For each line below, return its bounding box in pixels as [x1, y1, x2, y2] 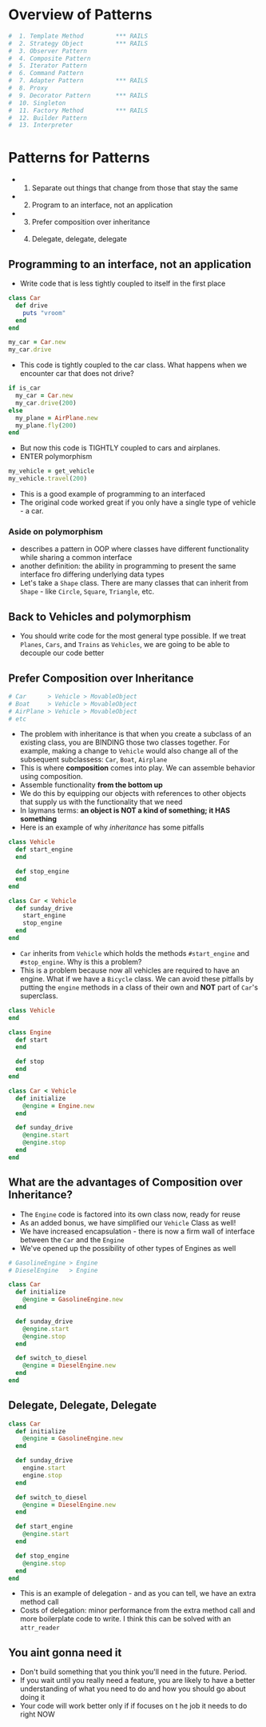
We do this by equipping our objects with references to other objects [19, 789, 246, 798]
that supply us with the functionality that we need [19, 798, 183, 807]
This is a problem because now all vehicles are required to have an [19, 965, 240, 975]
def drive [15, 302, 48, 310]
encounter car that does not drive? [19, 369, 134, 378]
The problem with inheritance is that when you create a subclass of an [19, 730, 252, 739]
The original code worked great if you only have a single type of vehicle [19, 498, 256, 507]
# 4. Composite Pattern [8, 54, 91, 62]
